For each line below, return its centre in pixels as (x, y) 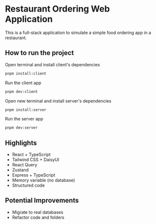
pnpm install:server (26, 110)
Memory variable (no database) (43, 180)
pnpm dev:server (21, 128)
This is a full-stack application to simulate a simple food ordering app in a (78, 32)
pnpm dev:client (21, 91)
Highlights (21, 143)
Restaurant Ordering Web (57, 9)
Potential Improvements (42, 201)
